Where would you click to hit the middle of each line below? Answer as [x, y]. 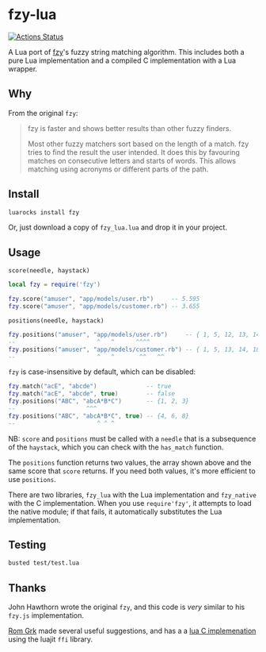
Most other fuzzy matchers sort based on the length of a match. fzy [138, 144]
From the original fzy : [43, 113]
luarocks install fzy [44, 212]
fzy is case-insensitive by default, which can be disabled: [102, 372]
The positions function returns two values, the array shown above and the [130, 462]
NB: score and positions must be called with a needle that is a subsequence [132, 438]
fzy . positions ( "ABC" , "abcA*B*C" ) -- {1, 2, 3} [99, 401]
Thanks [27, 588]
